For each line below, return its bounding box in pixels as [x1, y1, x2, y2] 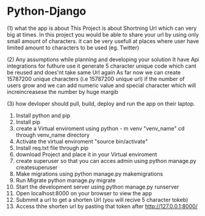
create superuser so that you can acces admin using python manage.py [15, 157, 197, 164]
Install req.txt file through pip [15, 144, 89, 151]
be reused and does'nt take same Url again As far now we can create [7, 68, 181, 76]
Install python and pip [15, 112, 71, 119]
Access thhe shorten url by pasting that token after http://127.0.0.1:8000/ [15, 203, 198, 210]
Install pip [15, 118, 40, 126]
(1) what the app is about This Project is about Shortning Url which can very [7, 24, 197, 32]
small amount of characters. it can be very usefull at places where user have [7, 37, 200, 45]
